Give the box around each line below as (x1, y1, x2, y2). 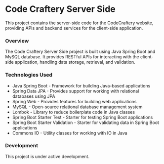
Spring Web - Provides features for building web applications (12, 98, 137, 104)
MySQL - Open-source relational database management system (12, 104, 143, 110)
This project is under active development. (5, 153, 90, 159)
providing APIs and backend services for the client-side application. (5, 25, 143, 31)
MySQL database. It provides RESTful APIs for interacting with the (5, 54, 139, 60)
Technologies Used (5, 72, 53, 79)
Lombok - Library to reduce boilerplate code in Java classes (12, 109, 135, 115)
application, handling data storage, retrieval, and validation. (14, 59, 136, 65)
